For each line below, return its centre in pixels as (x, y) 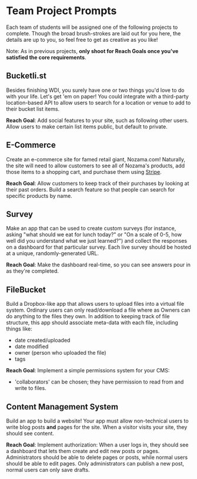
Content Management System (62, 407)
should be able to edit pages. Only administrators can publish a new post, (95, 463)
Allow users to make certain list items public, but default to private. (87, 126)
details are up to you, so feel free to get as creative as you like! (82, 39)
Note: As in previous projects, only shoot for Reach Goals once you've (92, 51)
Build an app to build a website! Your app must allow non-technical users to (98, 421)
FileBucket (26, 290)
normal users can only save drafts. (48, 470)
